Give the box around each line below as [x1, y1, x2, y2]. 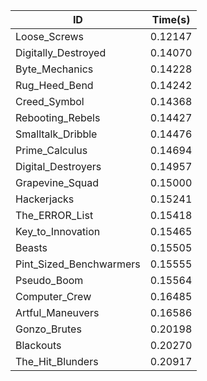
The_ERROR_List [15, 209, 94, 222]
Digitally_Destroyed [15, 46, 107, 59]
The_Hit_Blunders [15, 355, 99, 368]
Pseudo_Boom [15, 274, 84, 287]
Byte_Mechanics [15, 62, 94, 76]
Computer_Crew [15, 290, 92, 303]
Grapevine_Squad [15, 176, 100, 189]
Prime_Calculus [15, 144, 88, 157]
